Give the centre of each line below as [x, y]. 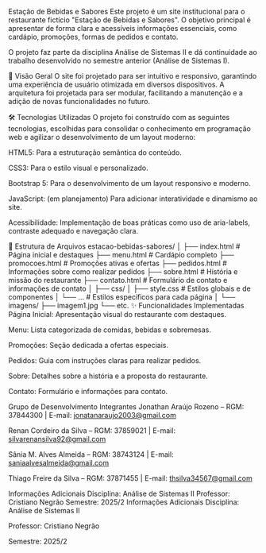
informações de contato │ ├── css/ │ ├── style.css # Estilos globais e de [130, 288]
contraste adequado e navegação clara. [73, 231]
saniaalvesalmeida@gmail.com [59, 463]
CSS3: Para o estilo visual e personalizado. [78, 168]
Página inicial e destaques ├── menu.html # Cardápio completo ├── [121, 255]
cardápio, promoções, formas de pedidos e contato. [93, 37]
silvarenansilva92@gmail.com [57, 439]
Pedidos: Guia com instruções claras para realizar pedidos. [105, 360]
